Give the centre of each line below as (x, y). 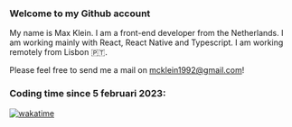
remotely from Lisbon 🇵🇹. (59, 52)
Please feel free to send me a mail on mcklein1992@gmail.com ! (127, 70)
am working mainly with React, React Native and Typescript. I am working (146, 42)
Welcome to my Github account (80, 14)
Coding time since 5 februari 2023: (88, 94)
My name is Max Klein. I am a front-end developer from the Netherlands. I (146, 33)
